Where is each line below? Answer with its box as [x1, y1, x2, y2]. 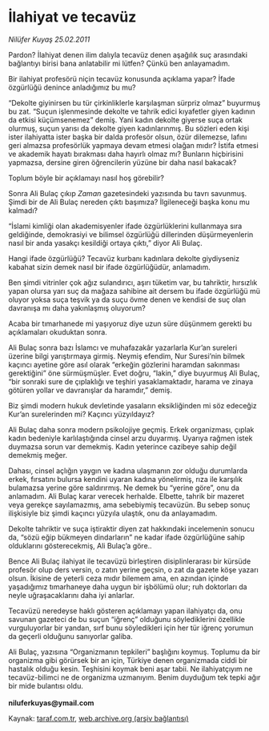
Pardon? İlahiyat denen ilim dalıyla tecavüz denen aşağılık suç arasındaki [8, 50, 248, 59]
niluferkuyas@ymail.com [8, 697, 94, 708]
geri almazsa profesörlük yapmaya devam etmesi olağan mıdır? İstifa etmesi [8, 140, 259, 150]
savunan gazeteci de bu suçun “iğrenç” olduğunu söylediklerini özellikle [8, 614, 246, 624]
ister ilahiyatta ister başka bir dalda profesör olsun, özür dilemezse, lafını [8, 132, 247, 142]
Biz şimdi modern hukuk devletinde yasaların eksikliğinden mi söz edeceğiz [8, 400, 258, 410]
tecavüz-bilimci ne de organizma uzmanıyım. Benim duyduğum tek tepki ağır [8, 673, 261, 682]
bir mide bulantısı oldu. [8, 681, 84, 690]
